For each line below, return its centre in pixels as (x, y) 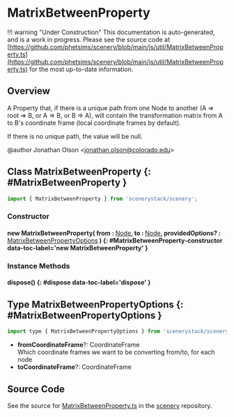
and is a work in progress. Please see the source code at (89, 39)
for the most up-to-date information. (81, 69)
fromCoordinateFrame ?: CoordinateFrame (78, 345)
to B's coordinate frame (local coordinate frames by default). (94, 123)
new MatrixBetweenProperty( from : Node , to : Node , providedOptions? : (114, 233)
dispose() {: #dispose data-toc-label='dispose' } (79, 282)
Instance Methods (39, 266)
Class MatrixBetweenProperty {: (79, 172)
